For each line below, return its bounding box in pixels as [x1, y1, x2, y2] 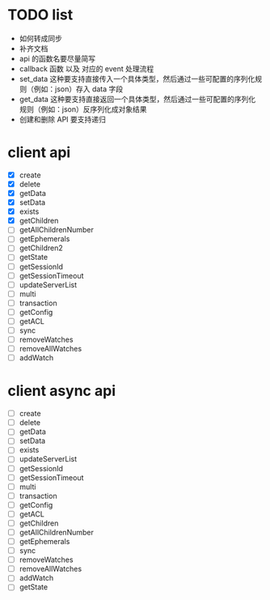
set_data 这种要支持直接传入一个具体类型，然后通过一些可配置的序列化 [19, 74, 255, 83]
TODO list [7, 6, 74, 24]
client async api [7, 382, 116, 400]
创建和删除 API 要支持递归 [19, 114, 107, 124]
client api [7, 143, 71, 162]
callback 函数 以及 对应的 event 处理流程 [19, 63, 154, 74]
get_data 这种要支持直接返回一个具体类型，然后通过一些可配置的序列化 [19, 94, 256, 104]
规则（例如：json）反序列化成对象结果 [19, 104, 147, 114]
